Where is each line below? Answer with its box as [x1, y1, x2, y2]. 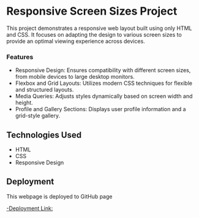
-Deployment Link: [6, 205, 53, 212]
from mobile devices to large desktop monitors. [15, 73, 135, 81]
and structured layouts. [15, 86, 74, 93]
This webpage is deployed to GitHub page [6, 192, 113, 200]
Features [6, 53, 34, 61]
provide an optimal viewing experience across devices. [6, 37, 145, 45]
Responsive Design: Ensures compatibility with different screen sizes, [15, 67, 191, 74]
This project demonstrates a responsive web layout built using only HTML [6, 24, 192, 32]
